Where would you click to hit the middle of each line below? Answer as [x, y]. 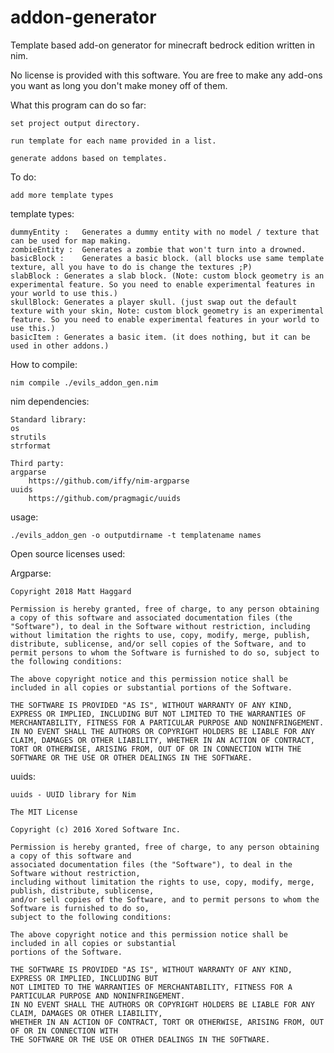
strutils [28, 437]
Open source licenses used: [68, 553]
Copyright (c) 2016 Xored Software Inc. [96, 829]
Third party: [37, 463]
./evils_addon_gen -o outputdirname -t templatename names [136, 535]
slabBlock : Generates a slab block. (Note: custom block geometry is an [167, 276]
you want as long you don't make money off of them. [119, 85]
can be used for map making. [71, 241]
